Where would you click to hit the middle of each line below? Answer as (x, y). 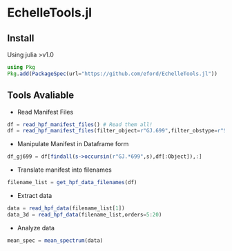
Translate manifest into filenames (64, 170)
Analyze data (36, 228)
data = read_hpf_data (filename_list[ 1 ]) (66, 208)
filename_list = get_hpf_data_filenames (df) (72, 183)
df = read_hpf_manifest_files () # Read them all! (80, 124)
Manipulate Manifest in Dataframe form (73, 144)
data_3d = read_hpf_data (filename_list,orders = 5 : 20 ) (85, 214)
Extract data (35, 196)
